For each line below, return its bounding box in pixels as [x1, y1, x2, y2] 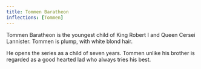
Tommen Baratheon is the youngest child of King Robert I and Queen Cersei [6, 31, 196, 38]
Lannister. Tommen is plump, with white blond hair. [6, 38, 133, 45]
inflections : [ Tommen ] [6, 15, 64, 21]
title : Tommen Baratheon [6, 8, 69, 15]
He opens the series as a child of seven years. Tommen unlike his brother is [6, 49, 195, 56]
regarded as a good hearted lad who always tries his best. [6, 56, 151, 63]
